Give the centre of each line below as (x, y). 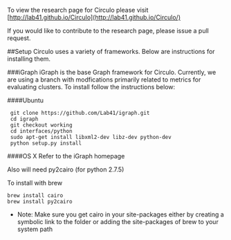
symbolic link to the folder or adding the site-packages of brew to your (118, 222)
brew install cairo (35, 196)
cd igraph (24, 119)
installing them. (29, 59)
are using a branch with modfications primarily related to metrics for (104, 80)
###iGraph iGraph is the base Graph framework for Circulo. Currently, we (112, 72)
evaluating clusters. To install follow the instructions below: (91, 87)
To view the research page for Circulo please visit (78, 10)
